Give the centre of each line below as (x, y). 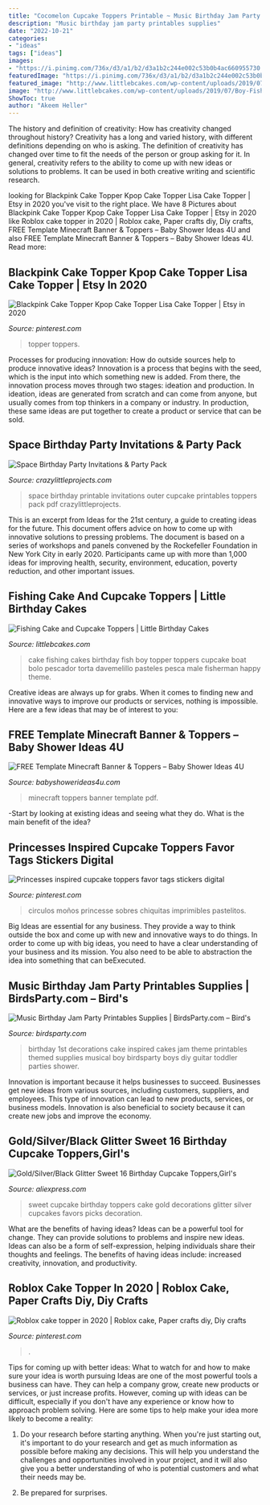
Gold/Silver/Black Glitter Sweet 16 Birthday (118, 1141)
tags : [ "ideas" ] (35, 53)
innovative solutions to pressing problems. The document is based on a (127, 537)
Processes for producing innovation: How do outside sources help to (122, 359)
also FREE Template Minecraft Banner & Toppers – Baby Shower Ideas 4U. (131, 238)
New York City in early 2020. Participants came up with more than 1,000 (128, 553)
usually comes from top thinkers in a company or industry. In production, (129, 402)
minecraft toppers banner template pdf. (93, 798)
